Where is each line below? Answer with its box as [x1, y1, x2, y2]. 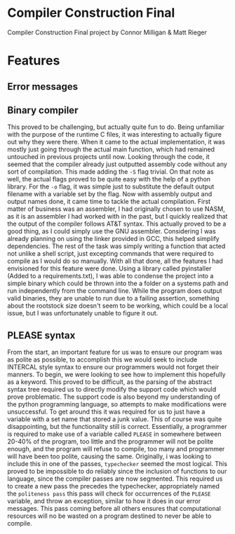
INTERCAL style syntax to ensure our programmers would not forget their [7, 363, 220, 371]
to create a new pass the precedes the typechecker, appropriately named [7, 482, 220, 491]
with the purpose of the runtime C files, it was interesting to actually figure [7, 130, 222, 139]
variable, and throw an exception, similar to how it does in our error [7, 497, 201, 505]
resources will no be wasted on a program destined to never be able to [7, 512, 212, 520]
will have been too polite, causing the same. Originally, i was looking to [7, 452, 212, 460]
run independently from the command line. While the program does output [7, 287, 222, 295]
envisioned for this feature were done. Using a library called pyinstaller [7, 264, 212, 273]
